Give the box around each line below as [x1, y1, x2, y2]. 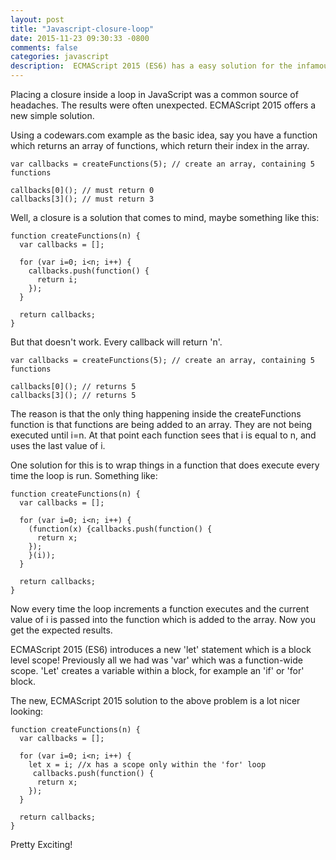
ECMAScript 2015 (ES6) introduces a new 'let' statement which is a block [10, 644, 312, 655]
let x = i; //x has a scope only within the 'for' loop [28, 760, 267, 770]
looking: [10, 706, 44, 717]
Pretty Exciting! [10, 839, 73, 850]
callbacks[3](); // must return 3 [10, 194, 155, 204]
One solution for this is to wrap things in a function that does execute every [10, 459, 320, 471]
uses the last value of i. [10, 440, 106, 451]
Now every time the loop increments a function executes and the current [10, 603, 310, 615]
